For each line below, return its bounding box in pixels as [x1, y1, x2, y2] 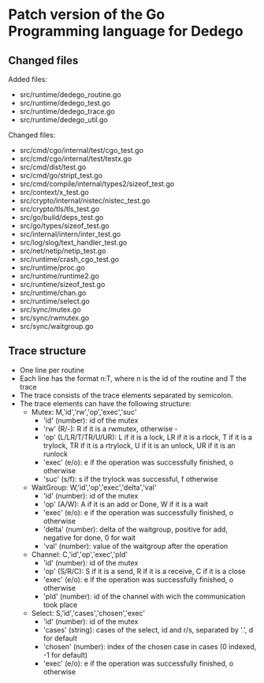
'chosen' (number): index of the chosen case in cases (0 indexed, [43, 641, 257, 651]
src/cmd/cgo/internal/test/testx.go [19, 154, 132, 163]
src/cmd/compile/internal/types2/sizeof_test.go [19, 179, 175, 188]
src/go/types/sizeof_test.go [19, 221, 110, 230]
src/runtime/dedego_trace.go [19, 106, 116, 116]
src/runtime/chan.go [19, 288, 87, 297]
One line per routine [19, 365, 85, 375]
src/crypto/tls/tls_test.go [19, 204, 100, 214]
